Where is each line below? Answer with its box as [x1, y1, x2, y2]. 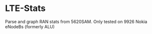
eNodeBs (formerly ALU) [5, 23, 55, 29]
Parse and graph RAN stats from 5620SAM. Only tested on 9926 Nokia [5, 19, 148, 24]
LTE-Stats [5, 3, 46, 14]
